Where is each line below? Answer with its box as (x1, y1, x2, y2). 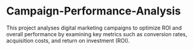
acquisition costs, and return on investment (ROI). (6, 37, 130, 44)
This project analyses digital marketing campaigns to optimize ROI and (6, 24, 182, 31)
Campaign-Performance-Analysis (6, 4, 182, 18)
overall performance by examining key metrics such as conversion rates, (6, 30, 188, 37)
